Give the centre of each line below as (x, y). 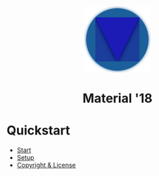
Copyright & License (46, 165)
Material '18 (117, 99)
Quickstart (39, 131)
